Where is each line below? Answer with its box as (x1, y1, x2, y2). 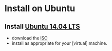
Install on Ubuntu (4, 3, 75, 14)
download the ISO (11, 35, 48, 41)
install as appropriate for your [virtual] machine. (11, 40, 108, 46)
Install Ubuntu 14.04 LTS (4, 22, 80, 31)
